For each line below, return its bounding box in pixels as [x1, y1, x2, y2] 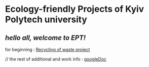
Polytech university [5, 14, 87, 25]
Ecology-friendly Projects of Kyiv [5, 3, 144, 15]
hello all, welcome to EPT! [5, 33, 86, 42]
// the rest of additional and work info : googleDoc [5, 56, 107, 62]
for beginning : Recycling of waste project [5, 47, 90, 52]
